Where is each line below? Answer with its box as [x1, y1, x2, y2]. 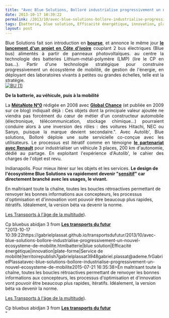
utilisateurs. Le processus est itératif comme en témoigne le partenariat [5, 139, 164, 146]
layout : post [5, 26, 33, 31]
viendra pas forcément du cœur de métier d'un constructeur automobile [5, 113, 164, 119]
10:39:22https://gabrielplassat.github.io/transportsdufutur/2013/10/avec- [5, 232, 156, 238]
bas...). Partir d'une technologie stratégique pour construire [5, 61, 164, 67]
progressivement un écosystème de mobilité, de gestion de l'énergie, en [5, 66, 164, 73]
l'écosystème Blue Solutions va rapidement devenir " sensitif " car [5, 171, 145, 177]
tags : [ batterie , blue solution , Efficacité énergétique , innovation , [5, 21, 156, 27]
